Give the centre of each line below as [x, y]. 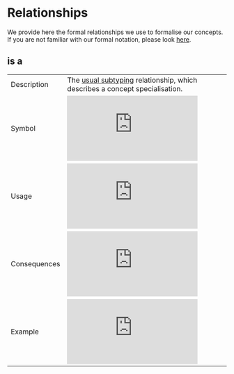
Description [30, 84]
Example [25, 332]
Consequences [36, 263]
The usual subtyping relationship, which [132, 80]
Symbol [23, 128]
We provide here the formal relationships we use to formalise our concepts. [115, 32]
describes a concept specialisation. [125, 88]
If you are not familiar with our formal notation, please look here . [99, 39]
